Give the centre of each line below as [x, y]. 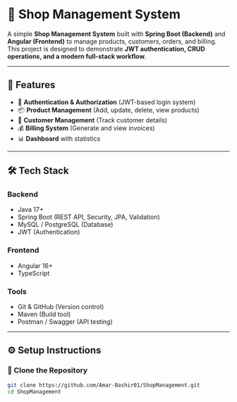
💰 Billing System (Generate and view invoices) [86, 128]
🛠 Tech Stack [38, 171]
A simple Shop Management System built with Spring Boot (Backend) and [116, 34]
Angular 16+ [35, 265]
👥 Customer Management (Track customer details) [92, 120]
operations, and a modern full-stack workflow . [77, 56]
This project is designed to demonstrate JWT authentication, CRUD [107, 49]
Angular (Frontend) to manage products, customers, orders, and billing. [112, 41]
